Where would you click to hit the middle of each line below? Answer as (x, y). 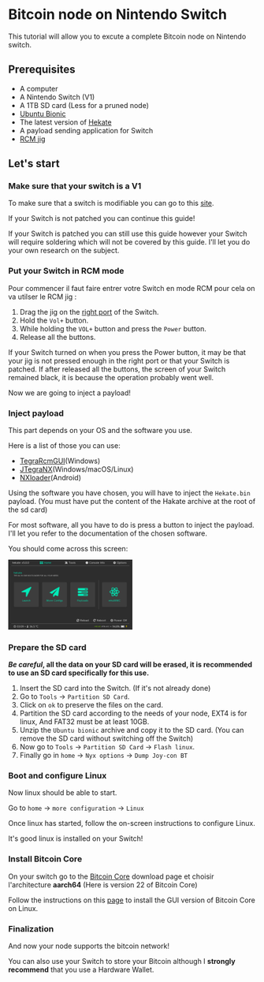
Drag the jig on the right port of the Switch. (89, 312)
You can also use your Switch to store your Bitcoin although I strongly (122, 961)
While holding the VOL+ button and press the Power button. (113, 328)
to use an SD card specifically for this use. (79, 673)
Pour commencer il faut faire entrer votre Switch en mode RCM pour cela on (132, 288)
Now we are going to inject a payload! (70, 393)
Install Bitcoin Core (45, 859)
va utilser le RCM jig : (43, 297)
